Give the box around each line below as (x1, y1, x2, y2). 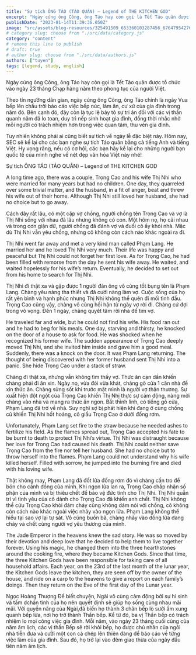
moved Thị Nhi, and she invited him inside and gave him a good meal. (6, 343, 173, 351)
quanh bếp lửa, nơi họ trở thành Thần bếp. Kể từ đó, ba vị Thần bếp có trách (6, 612, 189, 619)
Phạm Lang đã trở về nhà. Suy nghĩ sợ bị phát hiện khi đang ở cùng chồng (6, 405, 184, 412)
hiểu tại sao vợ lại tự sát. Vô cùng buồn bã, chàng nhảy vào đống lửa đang (6, 514, 184, 521)
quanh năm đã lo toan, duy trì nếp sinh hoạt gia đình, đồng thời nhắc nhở (6, 115, 181, 122)
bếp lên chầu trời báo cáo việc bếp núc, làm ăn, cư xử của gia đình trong (6, 103, 181, 110)
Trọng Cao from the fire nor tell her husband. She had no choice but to (6, 447, 176, 454)
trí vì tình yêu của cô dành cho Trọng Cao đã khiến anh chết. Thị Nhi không (6, 495, 187, 503)
